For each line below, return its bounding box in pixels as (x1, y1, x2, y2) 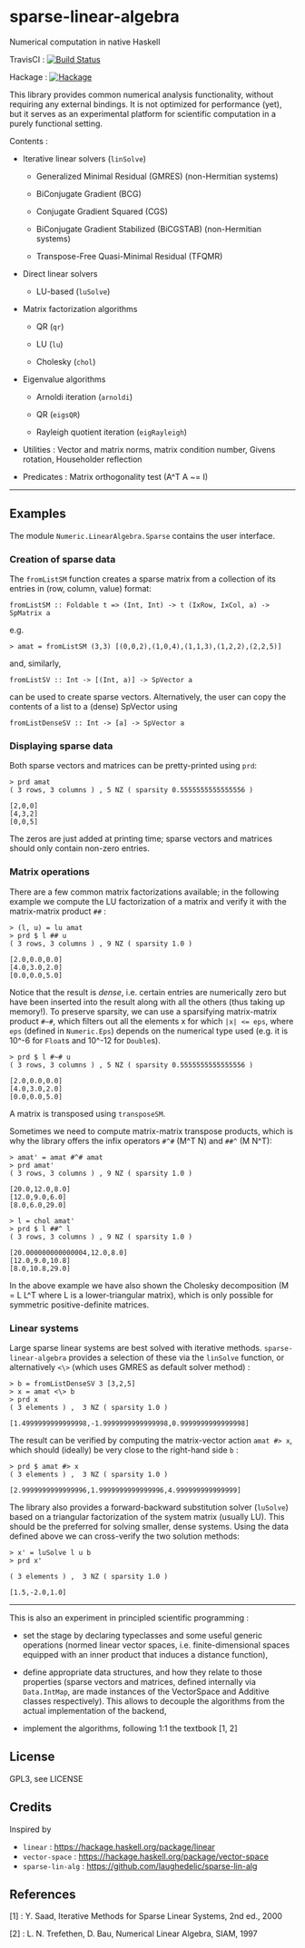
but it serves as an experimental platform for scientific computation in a (9, 108, 277, 119)
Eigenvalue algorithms (22, 374, 106, 385)
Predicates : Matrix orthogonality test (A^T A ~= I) (22, 471, 209, 482)
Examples (9, 506, 66, 522)
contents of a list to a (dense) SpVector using (9, 701, 179, 712)
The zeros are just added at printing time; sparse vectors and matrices (9, 833, 273, 845)
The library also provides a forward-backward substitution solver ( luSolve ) (9, 1502, 289, 1512)
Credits (9, 1799, 53, 1816)
